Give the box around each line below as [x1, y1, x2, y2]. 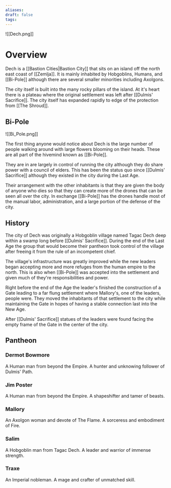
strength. [5, 452, 25, 458]
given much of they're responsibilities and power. [5, 274, 109, 280]
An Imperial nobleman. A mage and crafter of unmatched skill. [5, 476, 136, 482]
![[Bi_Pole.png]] [5, 131, 38, 137]
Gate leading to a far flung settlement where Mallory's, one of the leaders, [5, 290, 161, 296]
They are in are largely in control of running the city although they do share [5, 162, 163, 168]
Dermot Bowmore [5, 351, 50, 358]
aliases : [5, 7, 24, 13]
